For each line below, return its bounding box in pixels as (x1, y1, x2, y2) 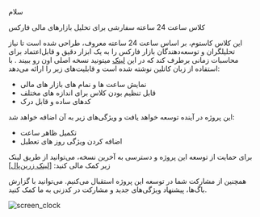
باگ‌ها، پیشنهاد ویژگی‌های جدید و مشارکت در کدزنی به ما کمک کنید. (8, 185, 208, 194)
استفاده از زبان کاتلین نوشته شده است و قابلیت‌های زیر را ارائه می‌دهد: (8, 64, 220, 73)
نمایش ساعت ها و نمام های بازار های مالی (19, 80, 147, 89)
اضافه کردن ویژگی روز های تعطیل (19, 136, 123, 146)
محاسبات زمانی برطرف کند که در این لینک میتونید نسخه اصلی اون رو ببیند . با (8, 56, 239, 65)
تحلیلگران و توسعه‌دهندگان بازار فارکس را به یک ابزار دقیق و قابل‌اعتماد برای (8, 47, 236, 56)
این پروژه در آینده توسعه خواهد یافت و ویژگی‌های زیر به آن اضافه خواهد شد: (8, 112, 235, 122)
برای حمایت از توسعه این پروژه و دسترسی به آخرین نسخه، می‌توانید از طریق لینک (8, 152, 253, 161)
